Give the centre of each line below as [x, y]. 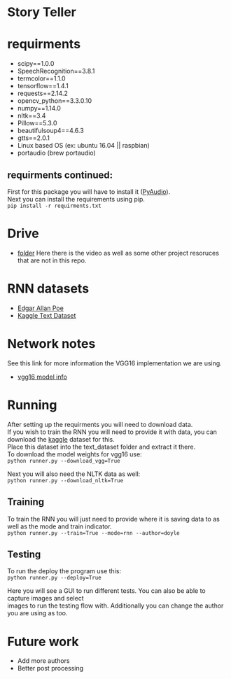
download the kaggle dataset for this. [61, 439]
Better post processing [50, 668]
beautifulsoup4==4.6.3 [50, 131]
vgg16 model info [42, 377]
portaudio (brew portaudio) [56, 153]
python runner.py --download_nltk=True [65, 480]
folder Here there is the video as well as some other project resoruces [118, 253]
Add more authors [43, 661]
